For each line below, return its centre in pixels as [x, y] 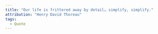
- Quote [18, 24]
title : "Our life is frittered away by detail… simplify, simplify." [80, 10]
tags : [11, 19]
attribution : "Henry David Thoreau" [43, 14]
